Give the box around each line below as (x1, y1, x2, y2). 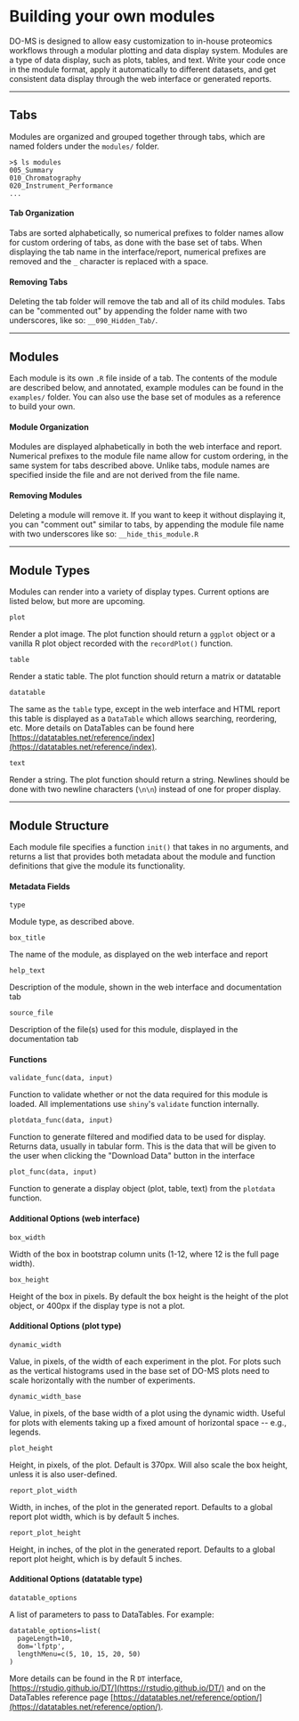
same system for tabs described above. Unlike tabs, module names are (9, 460, 270, 471)
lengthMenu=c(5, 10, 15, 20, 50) (17, 1650, 141, 1659)
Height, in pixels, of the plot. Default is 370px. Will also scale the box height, (9, 1459, 288, 1470)
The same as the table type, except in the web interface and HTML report (9, 704, 280, 715)
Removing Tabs (9, 276, 69, 287)
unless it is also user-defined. (9, 1468, 117, 1479)
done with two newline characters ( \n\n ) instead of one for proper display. (9, 784, 282, 795)
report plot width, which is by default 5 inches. (9, 1511, 180, 1522)
